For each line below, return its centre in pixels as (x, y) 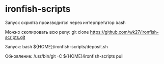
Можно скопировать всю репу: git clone (47, 32)
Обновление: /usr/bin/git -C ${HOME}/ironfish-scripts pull (64, 56)
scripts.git (15, 37)
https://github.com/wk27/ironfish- (124, 32)
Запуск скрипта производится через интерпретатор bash (66, 22)
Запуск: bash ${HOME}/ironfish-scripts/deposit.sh (56, 46)
